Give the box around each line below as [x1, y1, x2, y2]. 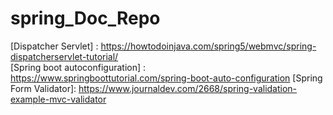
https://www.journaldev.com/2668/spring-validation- [78, 82, 298, 94]
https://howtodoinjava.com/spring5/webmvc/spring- [100, 40, 317, 52]
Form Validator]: [10, 82, 77, 94]
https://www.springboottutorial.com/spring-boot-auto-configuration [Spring [10, 72, 323, 84]
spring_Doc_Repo [10, 7, 161, 30]
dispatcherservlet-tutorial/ [10, 50, 119, 62]
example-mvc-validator [10, 93, 107, 105]
